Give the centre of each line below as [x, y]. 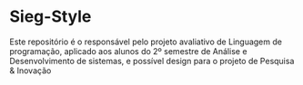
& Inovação [30, 71]
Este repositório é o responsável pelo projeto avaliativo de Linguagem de [146, 42]
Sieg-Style [50, 17]
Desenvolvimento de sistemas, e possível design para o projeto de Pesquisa [152, 61]
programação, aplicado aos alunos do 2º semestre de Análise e [128, 51]
